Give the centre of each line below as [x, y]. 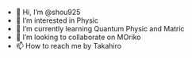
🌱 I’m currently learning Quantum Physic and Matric [100, 29]
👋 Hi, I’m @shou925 [48, 12]
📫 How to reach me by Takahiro [68, 46]
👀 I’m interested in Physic [57, 20]
